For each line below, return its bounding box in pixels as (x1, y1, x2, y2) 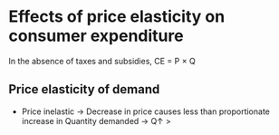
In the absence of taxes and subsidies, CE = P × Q (8, 55, 196, 66)
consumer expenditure (8, 25, 184, 46)
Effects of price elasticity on (8, 6, 226, 27)
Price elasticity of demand (8, 82, 160, 97)
